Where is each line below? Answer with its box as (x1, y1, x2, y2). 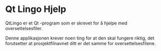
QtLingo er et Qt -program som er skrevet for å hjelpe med (5, 20, 128, 26)
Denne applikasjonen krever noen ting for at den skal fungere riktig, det (5, 35, 155, 41)
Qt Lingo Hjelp (5, 3, 67, 15)
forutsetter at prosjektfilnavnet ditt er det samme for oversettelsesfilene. (5, 40, 156, 46)
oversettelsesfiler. (5, 25, 43, 31)
